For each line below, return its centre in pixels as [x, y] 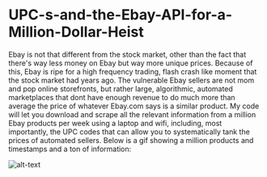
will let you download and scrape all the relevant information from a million [132, 114]
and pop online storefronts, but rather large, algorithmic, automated [121, 88]
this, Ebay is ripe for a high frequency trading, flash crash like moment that [133, 71]
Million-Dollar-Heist [76, 32]
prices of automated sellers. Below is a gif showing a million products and [131, 140]
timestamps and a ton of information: [70, 149]
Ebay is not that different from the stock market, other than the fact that [127, 54]
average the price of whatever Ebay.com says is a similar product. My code [134, 106]
